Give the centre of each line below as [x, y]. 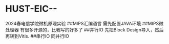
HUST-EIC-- [31, 9]
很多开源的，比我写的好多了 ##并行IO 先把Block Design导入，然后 [94, 30]
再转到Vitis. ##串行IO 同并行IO [37, 36]
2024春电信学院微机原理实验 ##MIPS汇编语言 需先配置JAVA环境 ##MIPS [82, 23]
